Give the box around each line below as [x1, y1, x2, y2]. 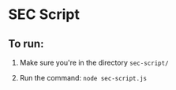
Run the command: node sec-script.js [19, 73, 148, 82]
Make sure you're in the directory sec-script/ [19, 58, 169, 67]
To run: [8, 37, 44, 51]
